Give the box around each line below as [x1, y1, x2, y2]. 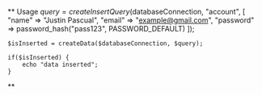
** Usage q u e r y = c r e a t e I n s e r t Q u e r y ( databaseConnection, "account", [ [7, 7, 246, 16]
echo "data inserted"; [22, 60, 99, 68]
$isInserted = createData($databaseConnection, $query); [7, 39, 204, 47]
